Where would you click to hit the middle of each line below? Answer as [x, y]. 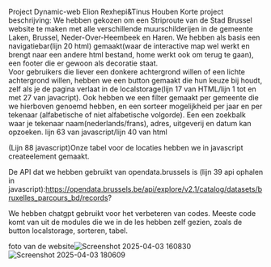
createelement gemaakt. [49, 156]
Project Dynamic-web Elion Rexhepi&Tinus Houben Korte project [116, 12]
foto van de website [41, 246]
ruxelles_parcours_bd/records [58, 198]
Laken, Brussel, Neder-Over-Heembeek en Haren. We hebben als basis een [134, 37]
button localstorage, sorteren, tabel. [68, 231]
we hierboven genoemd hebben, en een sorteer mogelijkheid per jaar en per [135, 106]
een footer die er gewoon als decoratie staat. [83, 63]
